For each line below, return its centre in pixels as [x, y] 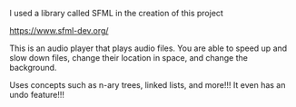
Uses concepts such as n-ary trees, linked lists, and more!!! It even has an [148, 85]
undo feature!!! [37, 95]
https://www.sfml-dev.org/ [59, 30]
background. [33, 68]
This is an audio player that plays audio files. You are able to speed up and [148, 48]
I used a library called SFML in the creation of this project [117, 13]
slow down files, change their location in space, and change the [128, 58]
